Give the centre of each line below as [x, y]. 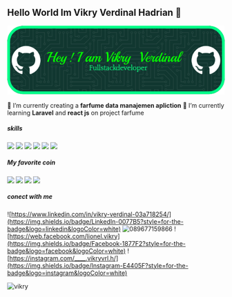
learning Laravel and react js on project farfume [76, 113]
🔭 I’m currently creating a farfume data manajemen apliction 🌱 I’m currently [116, 105]
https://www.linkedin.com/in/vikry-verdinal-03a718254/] [91, 214]
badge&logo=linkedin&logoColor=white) [64, 229]
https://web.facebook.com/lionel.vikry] [65, 236]
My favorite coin [31, 162]
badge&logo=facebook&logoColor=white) [67, 251]
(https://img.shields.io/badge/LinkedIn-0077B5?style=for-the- [96, 221]
